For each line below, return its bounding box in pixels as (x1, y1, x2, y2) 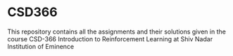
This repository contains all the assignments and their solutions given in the (7, 27, 227, 36)
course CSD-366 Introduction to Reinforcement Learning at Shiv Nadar (7, 34, 213, 43)
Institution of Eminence (7, 42, 75, 50)
